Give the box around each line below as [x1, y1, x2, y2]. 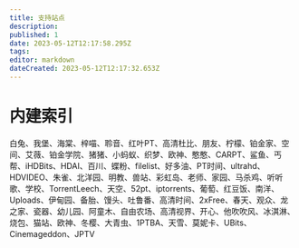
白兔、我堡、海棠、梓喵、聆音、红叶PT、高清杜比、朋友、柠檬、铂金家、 [9, 137, 282, 148]
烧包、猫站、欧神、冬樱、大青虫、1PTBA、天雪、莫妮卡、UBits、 [9, 217, 252, 228]
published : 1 [9, 30, 59, 39]
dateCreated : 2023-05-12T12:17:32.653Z [9, 64, 160, 74]
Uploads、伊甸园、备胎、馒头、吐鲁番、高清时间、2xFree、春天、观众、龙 [9, 194, 289, 205]
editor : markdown [9, 55, 75, 64]
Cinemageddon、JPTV [9, 228, 95, 239]
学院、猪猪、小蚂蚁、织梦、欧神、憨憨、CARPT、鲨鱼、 [64, 149, 275, 160]
